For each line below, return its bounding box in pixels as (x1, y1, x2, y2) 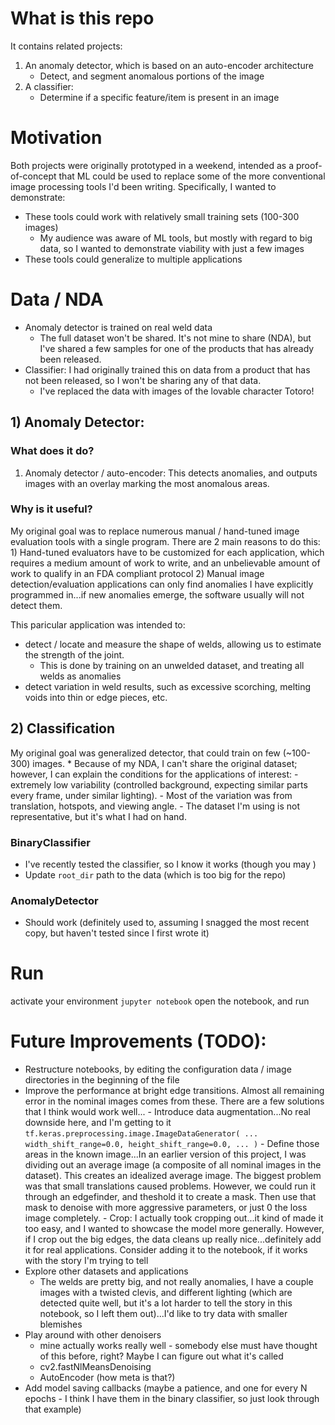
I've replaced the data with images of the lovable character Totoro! (39, 385, 315, 397)
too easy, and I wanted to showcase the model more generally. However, (24, 1223, 325, 1235)
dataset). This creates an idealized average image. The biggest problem (24, 1170, 322, 1182)
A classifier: (24, 80, 74, 92)
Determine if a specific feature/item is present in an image (39, 91, 280, 103)
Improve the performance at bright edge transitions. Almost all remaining (24, 1085, 325, 1097)
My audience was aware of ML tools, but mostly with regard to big (39, 232, 313, 244)
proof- (295, 159, 323, 171)
